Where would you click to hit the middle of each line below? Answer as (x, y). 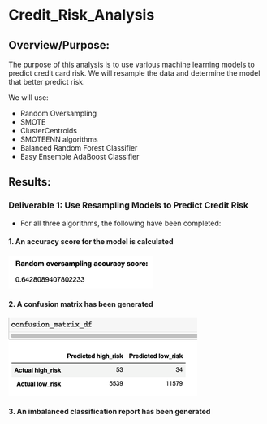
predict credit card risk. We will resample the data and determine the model (134, 73)
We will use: (28, 98)
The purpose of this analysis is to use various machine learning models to (132, 64)
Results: (30, 182)
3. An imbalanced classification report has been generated (110, 411)
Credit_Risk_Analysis (82, 15)
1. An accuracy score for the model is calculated (91, 242)
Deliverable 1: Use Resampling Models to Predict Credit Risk (129, 205)
